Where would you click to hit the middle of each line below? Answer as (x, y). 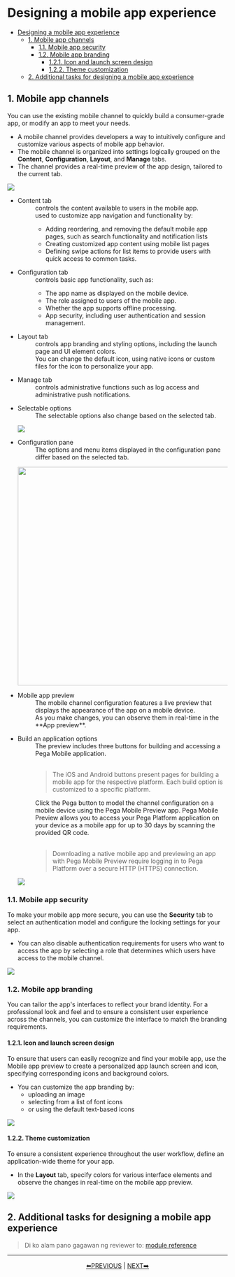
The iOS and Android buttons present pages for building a (135, 774)
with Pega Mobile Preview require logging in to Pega (128, 861)
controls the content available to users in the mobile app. (117, 208)
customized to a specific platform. (101, 789)
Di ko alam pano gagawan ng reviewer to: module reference (111, 1245)
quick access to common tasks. (91, 258)
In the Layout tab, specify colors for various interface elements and (114, 1175)
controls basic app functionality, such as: (94, 279)
